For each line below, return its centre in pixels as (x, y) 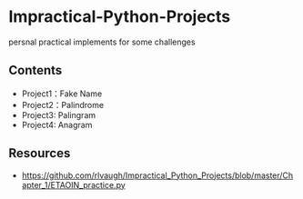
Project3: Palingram (59, 114)
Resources (40, 153)
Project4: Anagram (57, 124)
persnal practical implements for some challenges (102, 42)
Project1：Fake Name (62, 94)
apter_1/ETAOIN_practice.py (74, 184)
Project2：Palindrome (63, 104)
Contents (35, 70)
